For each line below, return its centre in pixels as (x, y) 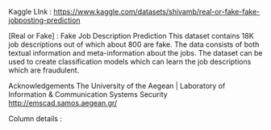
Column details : (35, 119)
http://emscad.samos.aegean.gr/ (63, 103)
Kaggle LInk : (30, 12)
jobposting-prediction (44, 20)
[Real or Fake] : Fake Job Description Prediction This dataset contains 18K (131, 36)
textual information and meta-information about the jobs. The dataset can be (135, 53)
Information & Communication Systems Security (88, 94)
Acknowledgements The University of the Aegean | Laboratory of (117, 86)
